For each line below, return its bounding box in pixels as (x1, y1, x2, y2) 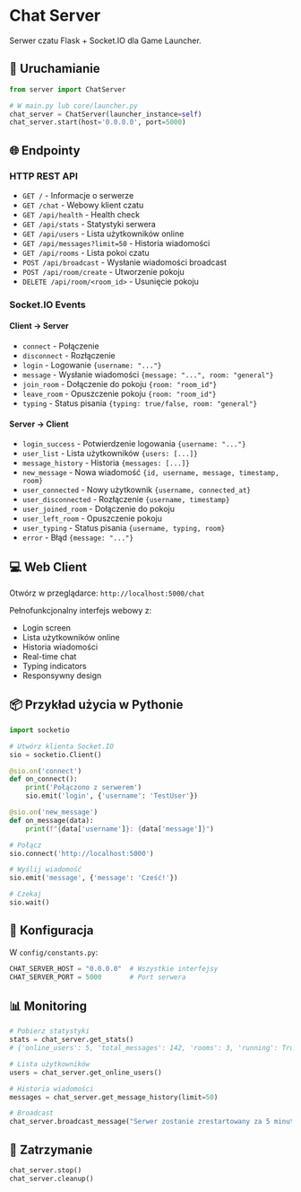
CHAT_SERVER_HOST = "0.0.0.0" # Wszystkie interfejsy (9, 964, 219, 973)
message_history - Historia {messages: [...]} (21, 457, 190, 468)
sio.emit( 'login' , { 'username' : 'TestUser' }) (25, 791, 199, 800)
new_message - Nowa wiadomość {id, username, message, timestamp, (21, 467, 279, 478)
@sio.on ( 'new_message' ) (9, 808, 99, 817)
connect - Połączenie (21, 340, 100, 351)
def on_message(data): (9, 816, 94, 825)
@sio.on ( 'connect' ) (9, 766, 82, 775)
